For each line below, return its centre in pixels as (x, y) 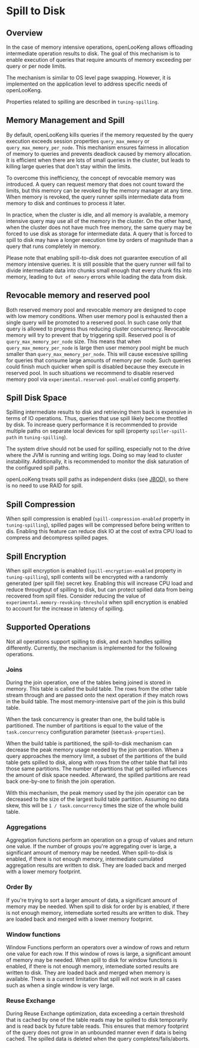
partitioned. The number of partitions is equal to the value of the (85, 726)
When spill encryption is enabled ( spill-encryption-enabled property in (94, 571)
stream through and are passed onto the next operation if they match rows (97, 695)
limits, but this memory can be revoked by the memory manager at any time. (99, 190)
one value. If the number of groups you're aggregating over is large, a (91, 846)
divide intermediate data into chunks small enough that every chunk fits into (99, 270)
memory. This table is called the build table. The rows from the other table (97, 689)
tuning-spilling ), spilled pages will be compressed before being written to (98, 525)
